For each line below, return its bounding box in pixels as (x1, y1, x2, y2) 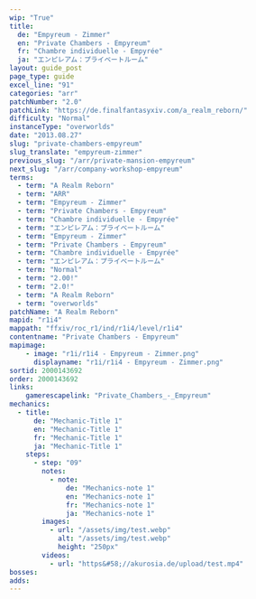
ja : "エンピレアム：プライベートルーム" (17, 55, 149, 64)
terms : (9, 173, 34, 182)
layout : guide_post (9, 64, 83, 73)
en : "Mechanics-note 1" (66, 491, 155, 501)
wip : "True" (9, 13, 54, 23)
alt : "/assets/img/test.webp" (57, 534, 171, 543)
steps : (25, 450, 50, 459)
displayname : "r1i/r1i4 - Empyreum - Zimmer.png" (32, 358, 224, 367)
